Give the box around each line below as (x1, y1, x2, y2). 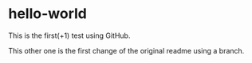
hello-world (8, 5, 88, 23)
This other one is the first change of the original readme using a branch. (8, 46, 245, 55)
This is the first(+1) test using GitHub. (8, 31, 131, 40)
